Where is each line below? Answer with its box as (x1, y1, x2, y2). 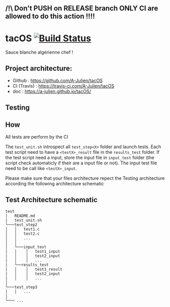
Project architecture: (5, 64, 72, 73)
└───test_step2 (5, 222, 38, 228)
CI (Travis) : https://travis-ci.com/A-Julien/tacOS (12, 83, 115, 89)
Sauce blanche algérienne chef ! (5, 49, 73, 55)
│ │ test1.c (5, 227, 40, 232)
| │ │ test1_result (5, 267, 63, 272)
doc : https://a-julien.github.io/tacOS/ (12, 89, 92, 95)
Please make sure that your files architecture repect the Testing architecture (5, 175, 165, 181)
